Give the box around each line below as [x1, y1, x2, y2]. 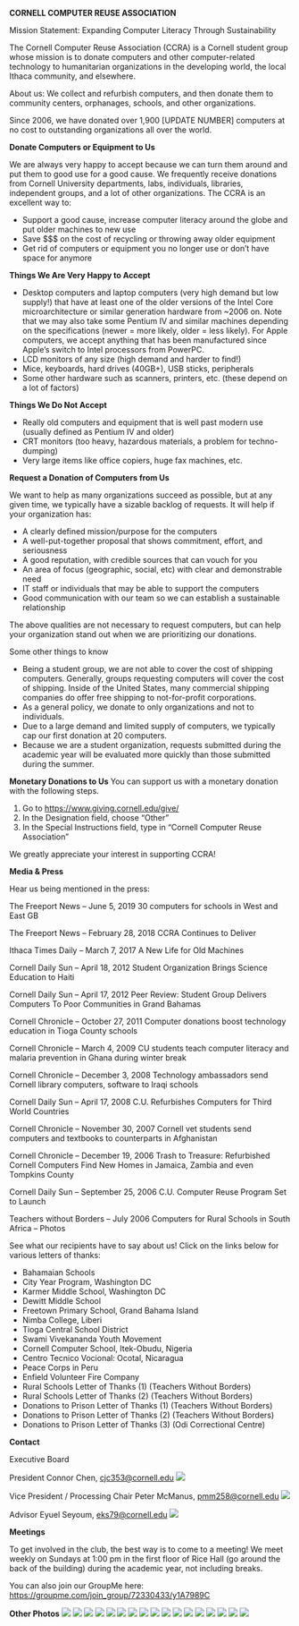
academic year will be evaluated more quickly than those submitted [21, 749, 270, 760]
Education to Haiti [9, 972, 75, 983]
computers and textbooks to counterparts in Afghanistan [9, 1133, 218, 1144]
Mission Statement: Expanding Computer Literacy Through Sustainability [9, 25, 277, 35]
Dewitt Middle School [21, 1296, 101, 1306]
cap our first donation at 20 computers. [21, 730, 168, 741]
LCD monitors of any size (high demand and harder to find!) [21, 353, 242, 364]
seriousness [21, 545, 68, 556]
